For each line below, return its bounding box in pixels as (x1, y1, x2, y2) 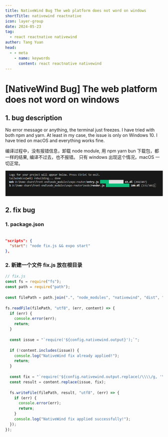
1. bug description (5, 113, 62, 122)
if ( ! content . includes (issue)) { (9, 348, 79, 353)
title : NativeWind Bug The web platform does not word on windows (5, 8, 146, 13)
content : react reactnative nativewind (18, 61, 101, 66)
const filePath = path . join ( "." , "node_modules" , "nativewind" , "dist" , (5, 295, 160, 300)
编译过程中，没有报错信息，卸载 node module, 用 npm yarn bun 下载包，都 (5, 148, 159, 154)
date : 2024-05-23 (5, 24, 41, 29)
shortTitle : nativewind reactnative (5, 13, 81, 19)
